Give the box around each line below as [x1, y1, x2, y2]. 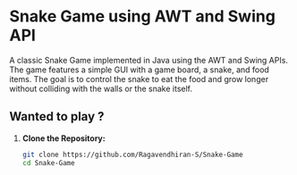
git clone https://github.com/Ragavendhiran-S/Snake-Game [21, 150, 243, 159]
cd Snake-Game [21, 158, 75, 167]
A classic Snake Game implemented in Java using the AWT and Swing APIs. [9, 54, 289, 65]
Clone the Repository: [21, 132, 106, 144]
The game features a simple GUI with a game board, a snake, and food [9, 64, 270, 75]
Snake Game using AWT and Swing [9, 6, 276, 27]
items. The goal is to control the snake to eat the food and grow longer [9, 73, 269, 84]
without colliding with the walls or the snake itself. [9, 83, 192, 94]
